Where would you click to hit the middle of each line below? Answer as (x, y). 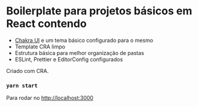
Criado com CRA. (28, 71)
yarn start (22, 85)
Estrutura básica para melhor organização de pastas (80, 53)
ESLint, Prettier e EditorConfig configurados (69, 59)
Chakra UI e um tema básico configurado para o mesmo (84, 40)
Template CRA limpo (40, 47)
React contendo (46, 24)
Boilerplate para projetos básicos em (99, 11)
